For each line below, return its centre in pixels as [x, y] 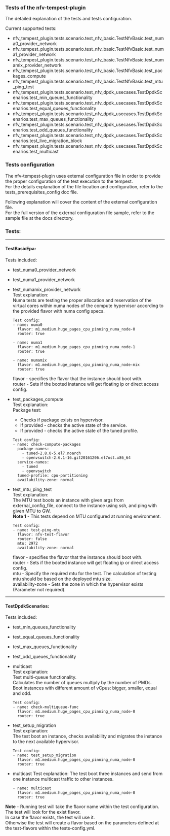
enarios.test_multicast [36, 152]
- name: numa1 [27, 343]
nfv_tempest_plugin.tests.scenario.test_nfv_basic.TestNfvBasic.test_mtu [88, 81]
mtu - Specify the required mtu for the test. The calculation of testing [84, 574]
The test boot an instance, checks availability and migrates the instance [87, 736]
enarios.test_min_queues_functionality [52, 97]
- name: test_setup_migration [45, 755]
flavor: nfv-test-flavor [44, 534]
